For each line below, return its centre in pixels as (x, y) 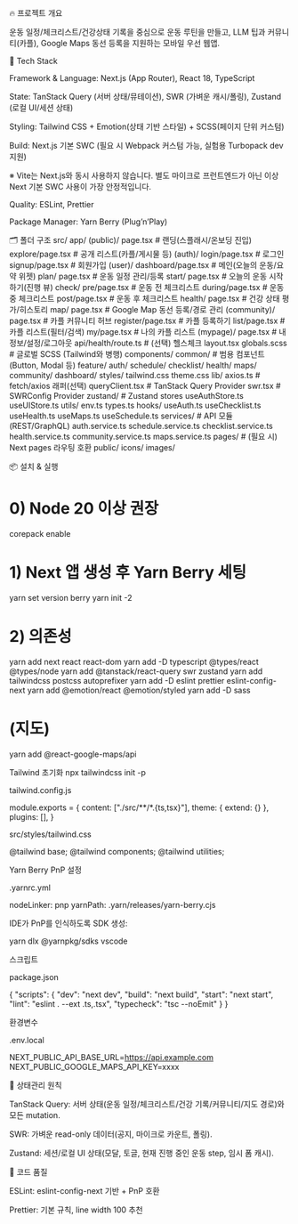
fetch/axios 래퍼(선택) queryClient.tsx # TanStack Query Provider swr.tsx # (145, 386)
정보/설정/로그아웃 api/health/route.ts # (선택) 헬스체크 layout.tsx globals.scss (148, 343)
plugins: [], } (32, 816)
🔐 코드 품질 (28, 1171)
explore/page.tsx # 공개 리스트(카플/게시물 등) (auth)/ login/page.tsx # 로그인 (147, 254)
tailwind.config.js (40, 790)
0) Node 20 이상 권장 (84, 509)
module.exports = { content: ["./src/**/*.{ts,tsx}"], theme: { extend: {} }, (139, 807)
